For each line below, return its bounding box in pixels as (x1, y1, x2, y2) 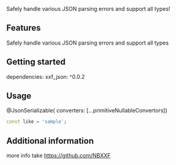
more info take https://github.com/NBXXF (6, 152, 111, 159)
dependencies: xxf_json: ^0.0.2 (6, 73, 86, 80)
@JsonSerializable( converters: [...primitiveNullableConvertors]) (6, 107, 168, 114)
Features (6, 23, 41, 33)
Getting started (6, 57, 66, 67)
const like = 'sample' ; (6, 119, 67, 125)
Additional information (6, 136, 94, 146)
